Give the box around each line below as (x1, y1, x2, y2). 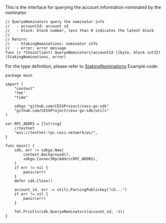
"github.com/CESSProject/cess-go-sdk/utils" (14, 108, 109, 113)
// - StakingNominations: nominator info (5, 41, 98, 46)
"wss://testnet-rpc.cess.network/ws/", (14, 130, 98, 135)
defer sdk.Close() (14, 178, 53, 183)
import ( (5, 82, 24, 87)
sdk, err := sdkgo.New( (14, 148, 64, 153)
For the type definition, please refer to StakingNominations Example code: (5, 63, 158, 69)
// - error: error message (5, 46, 66, 51)
